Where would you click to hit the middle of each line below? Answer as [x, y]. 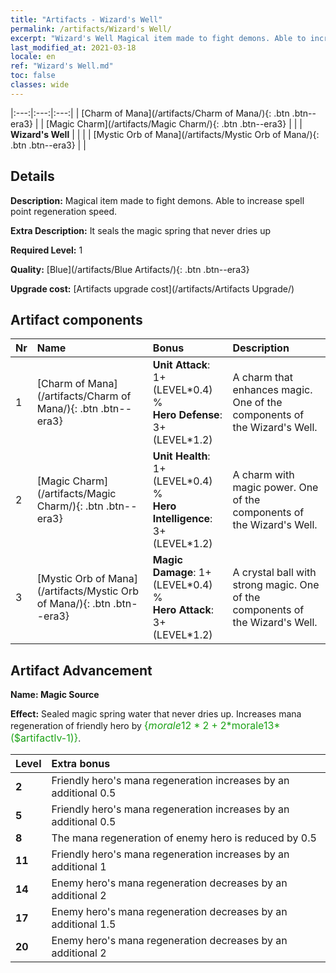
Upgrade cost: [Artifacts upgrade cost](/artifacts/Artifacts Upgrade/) [152, 288]
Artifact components [76, 319]
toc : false [33, 76]
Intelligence [181, 519]
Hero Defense [186, 415]
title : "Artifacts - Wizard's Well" [86, 19]
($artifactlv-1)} [44, 738]
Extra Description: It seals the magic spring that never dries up [141, 230]
